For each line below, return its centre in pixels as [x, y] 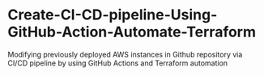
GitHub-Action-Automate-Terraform [132, 32]
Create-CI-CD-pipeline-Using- [113, 15]
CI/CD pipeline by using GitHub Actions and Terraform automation [118, 63]
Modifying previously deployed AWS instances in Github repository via [125, 54]
